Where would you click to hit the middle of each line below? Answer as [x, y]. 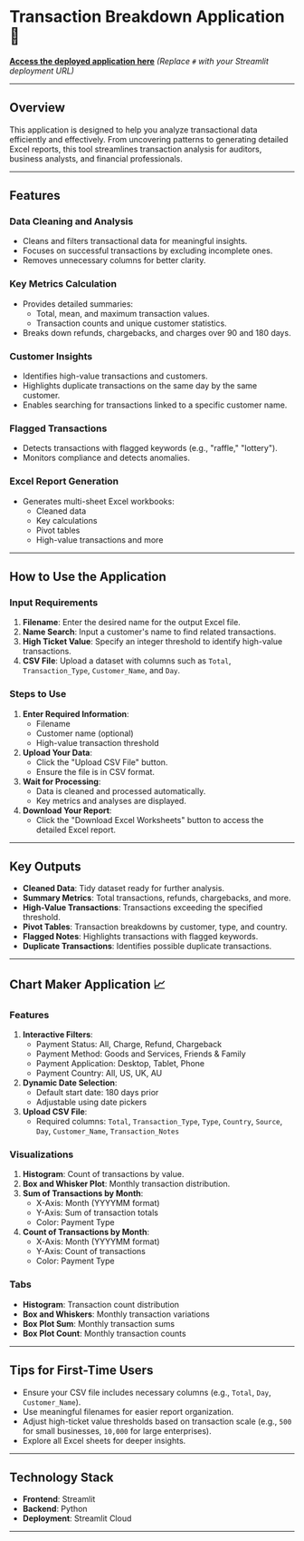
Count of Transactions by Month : [86, 1232]
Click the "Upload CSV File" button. [102, 762]
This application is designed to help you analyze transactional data [133, 130]
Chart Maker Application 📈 [87, 984]
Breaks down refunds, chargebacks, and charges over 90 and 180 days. [157, 332]
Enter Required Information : [76, 713]
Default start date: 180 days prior [97, 1093]
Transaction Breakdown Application [147, 17]
